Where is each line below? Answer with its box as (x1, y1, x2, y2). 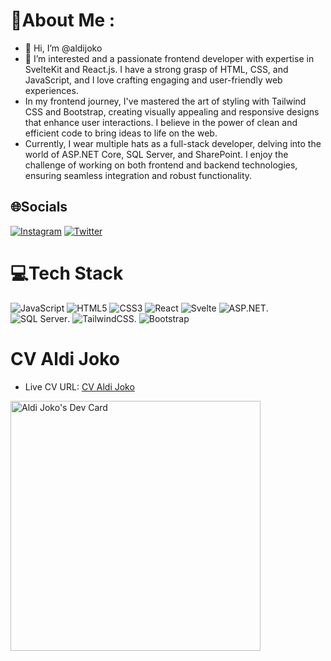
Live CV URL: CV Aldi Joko (24, 380, 135, 393)
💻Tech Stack (10, 262, 124, 284)
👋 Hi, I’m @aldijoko (24, 42, 103, 54)
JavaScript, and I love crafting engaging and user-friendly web (24, 74, 283, 86)
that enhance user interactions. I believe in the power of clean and (24, 116, 298, 128)
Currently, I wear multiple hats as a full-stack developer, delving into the (24, 137, 322, 149)
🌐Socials (10, 199, 68, 216)
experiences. (24, 84, 79, 96)
